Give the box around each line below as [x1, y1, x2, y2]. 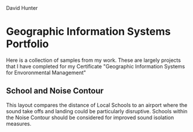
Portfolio [6, 37, 49, 51]
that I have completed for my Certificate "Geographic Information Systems [6, 62, 185, 70]
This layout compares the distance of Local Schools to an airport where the [6, 101, 188, 109]
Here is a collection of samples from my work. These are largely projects [6, 57, 181, 64]
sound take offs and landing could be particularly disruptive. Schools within [6, 107, 188, 114]
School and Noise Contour [6, 86, 104, 96]
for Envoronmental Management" [6, 69, 87, 76]
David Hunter [6, 5, 38, 11]
